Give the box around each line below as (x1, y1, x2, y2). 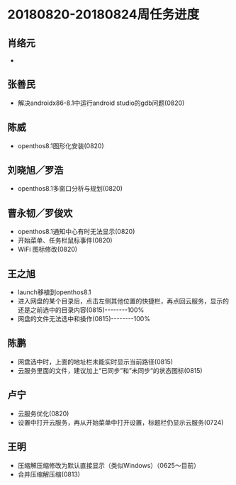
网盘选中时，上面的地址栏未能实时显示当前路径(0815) (17, 357, 174, 366)
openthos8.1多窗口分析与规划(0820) (17, 184, 123, 193)
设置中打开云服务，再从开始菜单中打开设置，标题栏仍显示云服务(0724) (17, 418, 224, 426)
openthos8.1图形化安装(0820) (17, 141, 104, 150)
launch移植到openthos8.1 (17, 288, 91, 296)
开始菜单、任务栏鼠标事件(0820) (17, 236, 113, 245)
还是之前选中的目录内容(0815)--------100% (17, 306, 145, 314)
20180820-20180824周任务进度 (7, 6, 200, 23)
